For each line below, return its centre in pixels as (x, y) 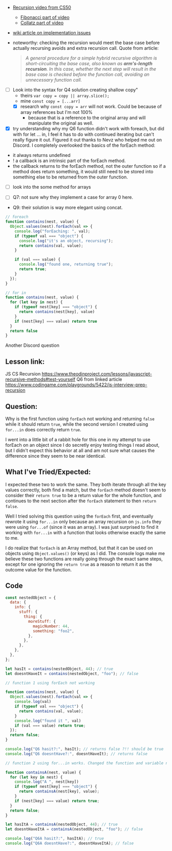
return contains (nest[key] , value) (57, 312)
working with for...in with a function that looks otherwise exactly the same (85, 532)
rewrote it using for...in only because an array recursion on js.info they (83, 521)
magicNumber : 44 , (51, 626)
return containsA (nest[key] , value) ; (59, 791)
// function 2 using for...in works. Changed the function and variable (84, 763)
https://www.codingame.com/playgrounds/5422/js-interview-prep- (76, 385)
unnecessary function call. (54, 80)
